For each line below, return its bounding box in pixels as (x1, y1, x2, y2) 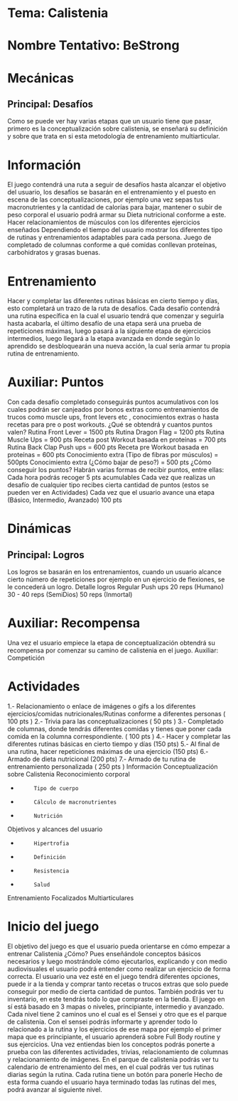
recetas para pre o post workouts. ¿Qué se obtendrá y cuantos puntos (7, 420, 213, 429)
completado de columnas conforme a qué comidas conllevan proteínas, (7, 241, 217, 249)
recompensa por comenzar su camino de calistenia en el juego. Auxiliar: (7, 646, 219, 654)
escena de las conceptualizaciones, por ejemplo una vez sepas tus (7, 195, 204, 204)
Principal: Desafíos (7, 98, 94, 110)
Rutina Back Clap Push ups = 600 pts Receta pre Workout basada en (7, 443, 209, 451)
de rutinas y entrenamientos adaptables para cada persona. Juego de (7, 233, 212, 242)
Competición (7, 654, 45, 662)
